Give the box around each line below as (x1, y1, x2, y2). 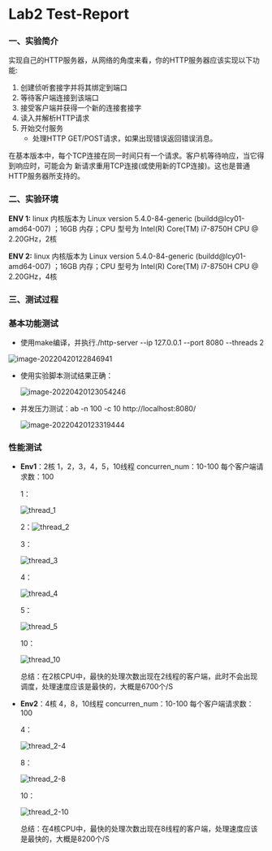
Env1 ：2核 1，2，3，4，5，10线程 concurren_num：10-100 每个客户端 (19, 462, 257, 471)
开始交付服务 (19, 124, 63, 133)
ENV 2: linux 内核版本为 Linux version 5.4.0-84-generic (8, 251, 194, 261)
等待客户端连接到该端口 (19, 93, 99, 102)
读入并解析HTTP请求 (19, 113, 90, 123)
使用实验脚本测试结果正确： (19, 371, 114, 380)
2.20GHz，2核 (8, 233, 58, 244)
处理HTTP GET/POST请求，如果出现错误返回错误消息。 (32, 133, 218, 143)
